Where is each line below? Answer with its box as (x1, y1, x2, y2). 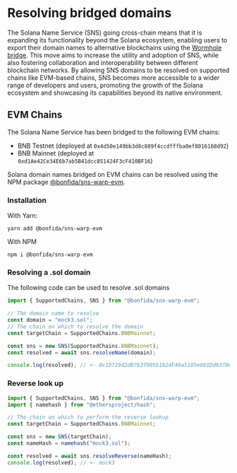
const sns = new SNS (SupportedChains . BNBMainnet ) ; (7, 342, 159, 349)
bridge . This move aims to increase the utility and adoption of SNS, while (7, 51, 219, 59)
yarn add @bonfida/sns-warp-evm (7, 225, 102, 233)
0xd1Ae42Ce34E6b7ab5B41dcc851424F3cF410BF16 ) (17, 156, 153, 165)
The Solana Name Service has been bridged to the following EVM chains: (7, 127, 220, 136)
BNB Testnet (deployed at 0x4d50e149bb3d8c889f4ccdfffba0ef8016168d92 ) (17, 141, 229, 150)
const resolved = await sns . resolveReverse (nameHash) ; (7, 452, 172, 460)
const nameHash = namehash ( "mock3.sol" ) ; (7, 440, 131, 447)
